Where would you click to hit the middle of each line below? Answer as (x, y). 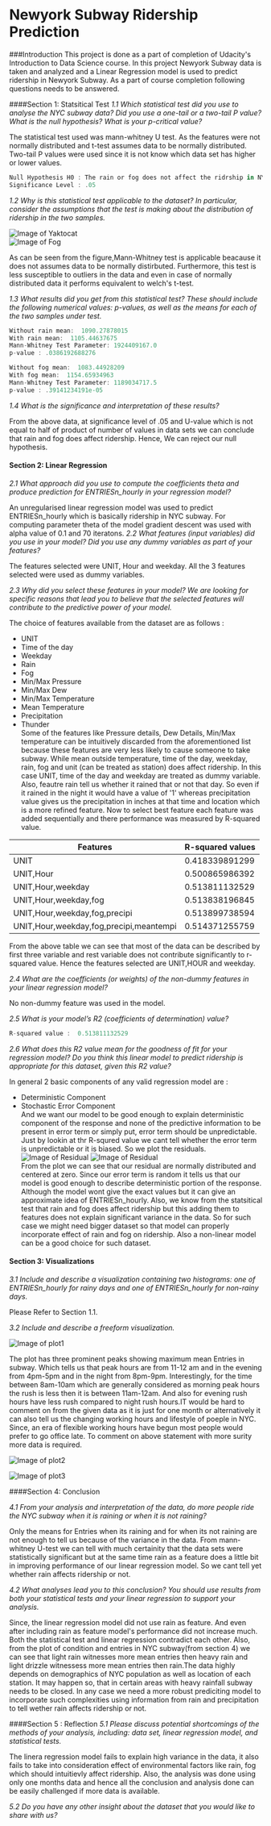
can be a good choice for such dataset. (86, 1243)
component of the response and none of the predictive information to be (141, 1123)
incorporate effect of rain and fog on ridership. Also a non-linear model (138, 1234)
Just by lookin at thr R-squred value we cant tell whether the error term (138, 1140)
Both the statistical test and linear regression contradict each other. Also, (130, 1640)
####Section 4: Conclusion (55, 1491)
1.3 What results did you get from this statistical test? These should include (133, 298)
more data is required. (46, 1445)
